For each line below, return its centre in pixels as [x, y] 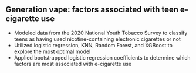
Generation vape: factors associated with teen [92, 10]
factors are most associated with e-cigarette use [73, 64]
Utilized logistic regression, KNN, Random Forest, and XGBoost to [93, 45]
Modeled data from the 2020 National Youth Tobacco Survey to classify [101, 33]
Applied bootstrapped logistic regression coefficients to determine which [102, 57]
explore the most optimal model [52, 51]
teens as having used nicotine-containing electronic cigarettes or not [97, 39]
